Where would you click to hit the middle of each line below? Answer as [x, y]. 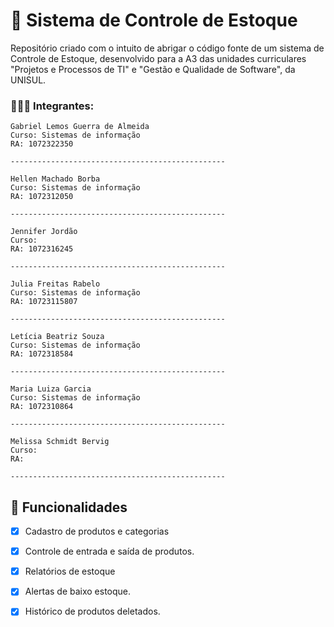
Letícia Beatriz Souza [57, 337]
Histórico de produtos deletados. [92, 611]
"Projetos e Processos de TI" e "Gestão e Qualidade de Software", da [153, 69]
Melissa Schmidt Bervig [60, 442]
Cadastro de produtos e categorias [97, 531]
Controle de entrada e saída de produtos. [109, 551]
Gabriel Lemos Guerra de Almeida [80, 127]
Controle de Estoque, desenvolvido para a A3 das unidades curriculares [158, 58]
